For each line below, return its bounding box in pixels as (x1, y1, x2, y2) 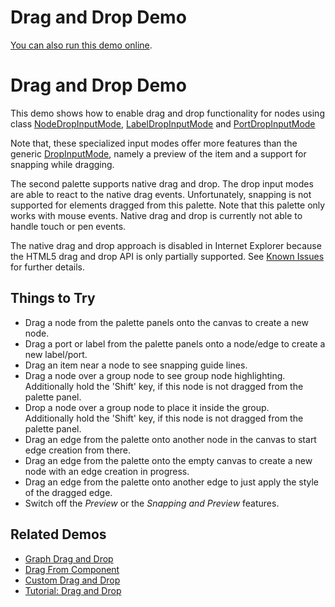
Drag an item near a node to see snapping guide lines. (24, 359, 248, 371)
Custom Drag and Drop (24, 574, 121, 586)
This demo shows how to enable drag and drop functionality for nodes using (10, 107, 325, 119)
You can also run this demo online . (10, 39, 153, 51)
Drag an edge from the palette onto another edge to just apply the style (24, 476, 319, 488)
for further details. (10, 261, 85, 273)
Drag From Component (24, 563, 120, 575)
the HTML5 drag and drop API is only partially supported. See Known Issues (10, 250, 325, 262)
